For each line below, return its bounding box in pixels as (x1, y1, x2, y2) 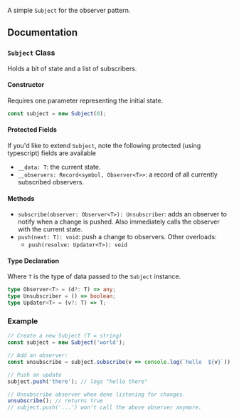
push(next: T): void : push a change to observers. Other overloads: (17, 233, 217, 241)
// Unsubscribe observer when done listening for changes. (7, 391, 186, 398)
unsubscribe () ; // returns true (7, 397, 103, 404)
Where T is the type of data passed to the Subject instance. (7, 272, 181, 281)
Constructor (7, 80, 45, 89)
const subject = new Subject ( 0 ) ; (7, 110, 107, 117)
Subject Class (7, 48, 55, 58)
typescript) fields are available (7, 149, 96, 157)
